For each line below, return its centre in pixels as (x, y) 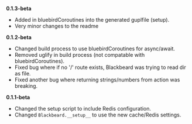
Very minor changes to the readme (56, 26)
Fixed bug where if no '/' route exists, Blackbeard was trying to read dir (100, 67)
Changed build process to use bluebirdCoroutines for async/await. (95, 49)
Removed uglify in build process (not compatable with (80, 55)
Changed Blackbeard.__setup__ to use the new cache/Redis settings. (98, 115)
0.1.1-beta (18, 97)
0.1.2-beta (19, 37)
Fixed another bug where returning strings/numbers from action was (97, 80)
